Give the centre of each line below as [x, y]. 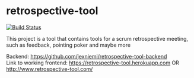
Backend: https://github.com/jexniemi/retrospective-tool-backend [87, 56]
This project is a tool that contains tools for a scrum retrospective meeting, [97, 38]
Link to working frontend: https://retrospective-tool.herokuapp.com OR [93, 63]
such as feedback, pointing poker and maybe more [69, 45]
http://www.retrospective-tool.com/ [50, 69]
